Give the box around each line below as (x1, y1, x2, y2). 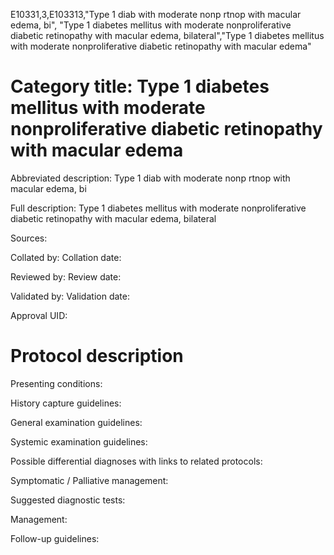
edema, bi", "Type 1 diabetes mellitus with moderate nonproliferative (10, 19, 292, 31)
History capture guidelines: (10, 397, 122, 409)
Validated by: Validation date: (10, 290, 130, 302)
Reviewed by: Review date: (10, 270, 122, 283)
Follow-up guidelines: (10, 532, 100, 544)
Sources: (10, 232, 48, 244)
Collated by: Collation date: (10, 251, 122, 263)
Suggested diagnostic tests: (10, 494, 126, 506)
